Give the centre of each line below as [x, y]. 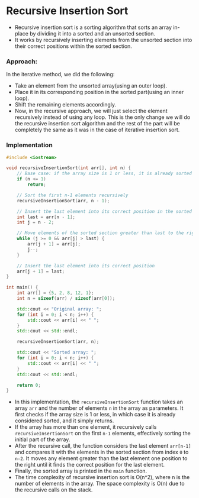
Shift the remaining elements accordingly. [65, 105]
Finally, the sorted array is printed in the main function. [81, 471]
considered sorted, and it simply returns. [64, 421]
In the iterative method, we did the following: [60, 75]
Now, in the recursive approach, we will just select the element [91, 111]
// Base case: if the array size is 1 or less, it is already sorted [105, 174]
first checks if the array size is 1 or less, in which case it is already [95, 415]
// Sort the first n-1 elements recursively [73, 195]
